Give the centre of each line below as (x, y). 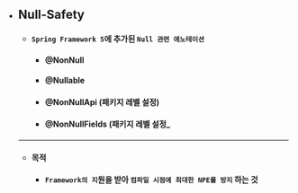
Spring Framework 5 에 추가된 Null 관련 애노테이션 (118, 39)
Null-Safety (51, 15)
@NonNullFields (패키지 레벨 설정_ (108, 124)
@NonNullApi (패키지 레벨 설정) (102, 101)
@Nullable (65, 81)
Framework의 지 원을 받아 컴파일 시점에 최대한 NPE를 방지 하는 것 (151, 180)
